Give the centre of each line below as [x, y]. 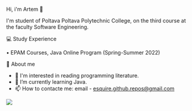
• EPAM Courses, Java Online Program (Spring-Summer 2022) [83, 53]
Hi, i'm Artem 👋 [25, 9]
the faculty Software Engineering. [47, 27]
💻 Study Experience [31, 39]
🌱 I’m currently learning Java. [51, 82]
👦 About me [21, 64]
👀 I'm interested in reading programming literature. [77, 75]
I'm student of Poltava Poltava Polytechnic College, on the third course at [96, 20]
